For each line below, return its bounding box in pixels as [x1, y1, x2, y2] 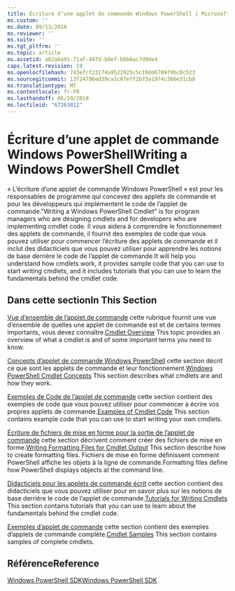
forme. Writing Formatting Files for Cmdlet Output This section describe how [7, 443, 226, 451]
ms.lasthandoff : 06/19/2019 [7, 95, 90, 102]
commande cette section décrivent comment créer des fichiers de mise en [7, 435, 222, 444]
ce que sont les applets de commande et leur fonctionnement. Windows [7, 364, 213, 372]
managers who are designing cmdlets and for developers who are [7, 215, 197, 223]
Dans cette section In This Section [7, 294, 157, 306]
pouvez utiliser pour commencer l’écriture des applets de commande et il [7, 236, 218, 245]
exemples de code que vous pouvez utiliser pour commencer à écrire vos [7, 400, 220, 408]
